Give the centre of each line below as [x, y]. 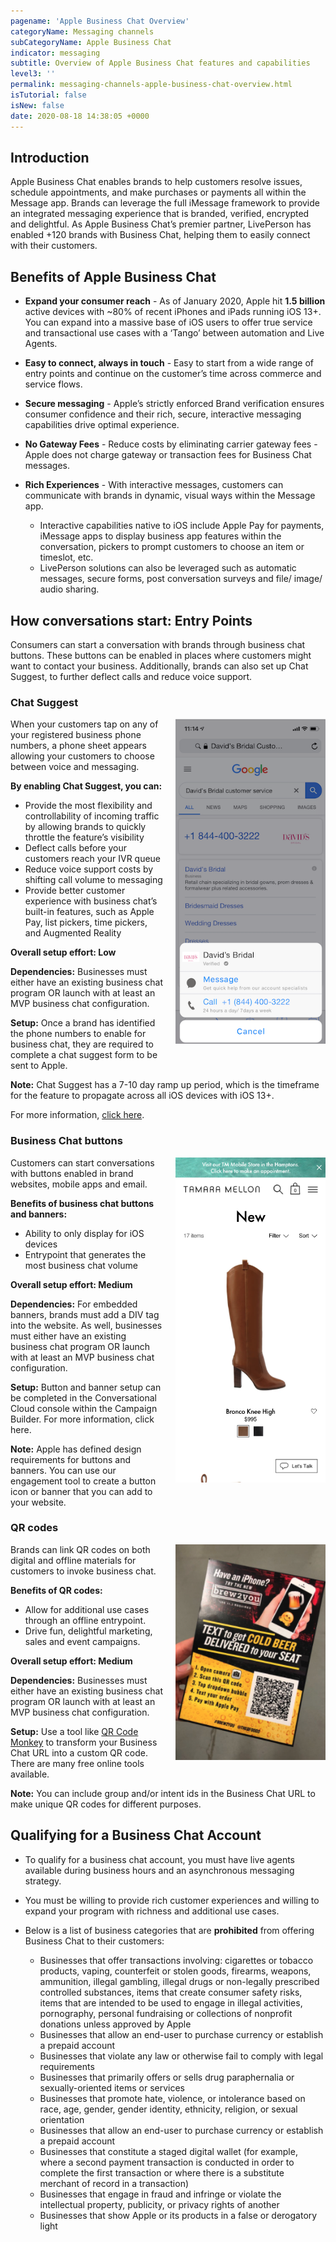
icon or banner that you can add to [81, 1491]
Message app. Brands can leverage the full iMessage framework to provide [165, 203]
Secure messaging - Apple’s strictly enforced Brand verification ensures [174, 404]
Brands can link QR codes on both [80, 1549]
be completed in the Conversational [83, 1397]
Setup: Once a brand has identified [83, 1023]
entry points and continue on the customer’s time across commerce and [173, 374]
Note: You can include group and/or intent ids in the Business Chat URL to [163, 1793]
